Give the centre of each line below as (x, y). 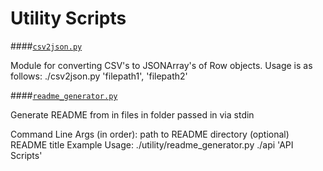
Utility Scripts (68, 18)
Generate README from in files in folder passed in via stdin (132, 114)
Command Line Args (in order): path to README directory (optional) (150, 134)
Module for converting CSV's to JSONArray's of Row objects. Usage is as (161, 65)
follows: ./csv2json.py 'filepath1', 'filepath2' (99, 76)
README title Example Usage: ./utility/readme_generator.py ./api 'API (152, 144)
